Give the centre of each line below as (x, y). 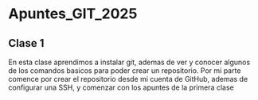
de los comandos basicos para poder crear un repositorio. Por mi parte (125, 71)
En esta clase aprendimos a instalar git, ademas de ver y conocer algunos (129, 62)
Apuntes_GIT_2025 (73, 14)
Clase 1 (26, 43)
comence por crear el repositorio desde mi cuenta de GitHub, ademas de (128, 79)
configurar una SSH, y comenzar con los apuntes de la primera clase (121, 87)
